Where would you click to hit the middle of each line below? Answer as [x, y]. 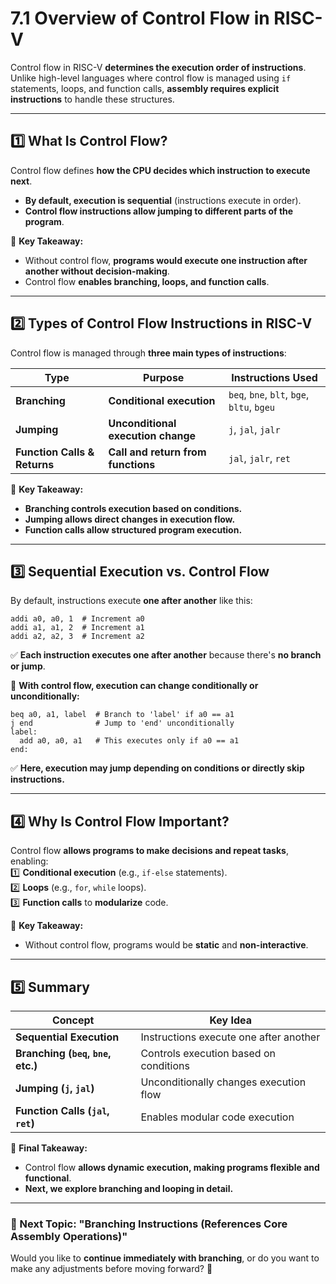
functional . [48, 1178]
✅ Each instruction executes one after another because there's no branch [166, 655]
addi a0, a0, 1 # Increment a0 [77, 619]
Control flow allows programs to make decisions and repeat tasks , [149, 851]
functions [132, 464]
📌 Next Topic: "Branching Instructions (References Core [149, 1224]
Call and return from [157, 452]
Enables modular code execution [217, 1117]
